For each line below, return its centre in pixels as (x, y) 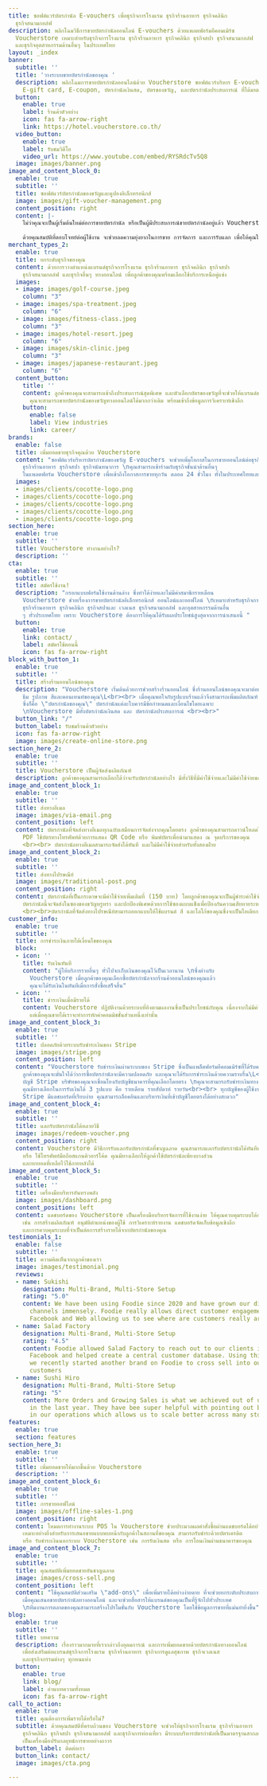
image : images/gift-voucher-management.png (88, 201)
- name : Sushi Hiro (48, 1378)
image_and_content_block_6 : (55, 1482)
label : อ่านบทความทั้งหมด (56, 1689)
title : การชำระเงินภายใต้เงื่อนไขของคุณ (64, 941)
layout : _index (33, 53)
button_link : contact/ (53, 1756)
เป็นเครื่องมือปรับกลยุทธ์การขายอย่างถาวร (68, 1741)
